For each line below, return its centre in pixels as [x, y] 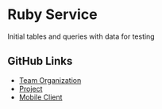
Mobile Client [40, 97]
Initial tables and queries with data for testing [81, 36]
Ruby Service [52, 15]
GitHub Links [40, 61]
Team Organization [50, 80]
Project [31, 88]
